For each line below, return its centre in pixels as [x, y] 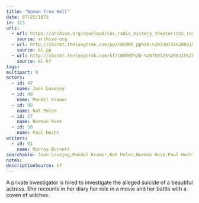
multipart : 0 [22, 72]
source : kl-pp [34, 50]
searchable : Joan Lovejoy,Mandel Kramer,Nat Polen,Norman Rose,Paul [92, 154]
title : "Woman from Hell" [38, 12]
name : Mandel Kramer [42, 99]
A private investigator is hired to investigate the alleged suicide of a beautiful [99, 183]
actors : [16, 78]
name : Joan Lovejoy [41, 89]
